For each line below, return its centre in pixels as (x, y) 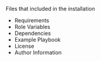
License (24, 46)
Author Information (38, 53)
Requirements (32, 20)
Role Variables (32, 27)
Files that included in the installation (50, 9)
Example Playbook (37, 40)
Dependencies (33, 33)
